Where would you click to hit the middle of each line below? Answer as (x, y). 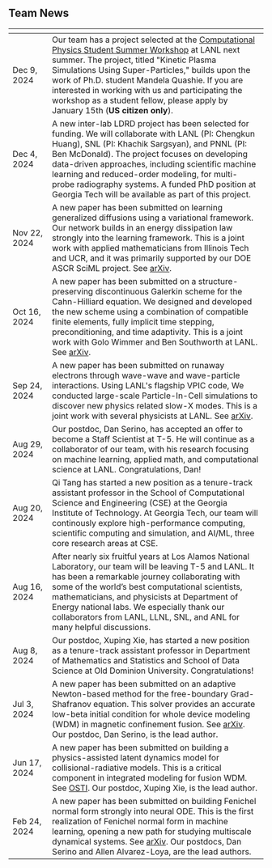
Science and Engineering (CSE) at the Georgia (140, 502)
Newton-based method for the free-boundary (140, 693)
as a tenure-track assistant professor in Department (151, 650)
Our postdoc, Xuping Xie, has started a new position (151, 640)
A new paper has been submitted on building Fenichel (154, 801)
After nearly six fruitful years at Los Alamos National (151, 556)
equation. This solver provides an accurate (174, 704)
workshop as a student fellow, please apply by (140, 100)
